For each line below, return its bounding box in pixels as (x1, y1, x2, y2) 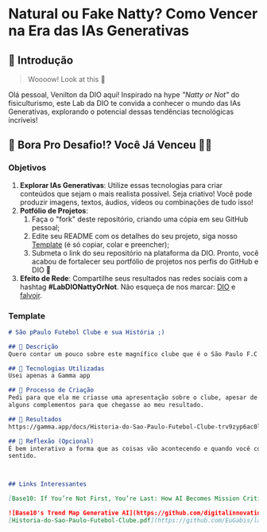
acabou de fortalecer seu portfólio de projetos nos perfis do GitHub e (31, 256, 259, 266)
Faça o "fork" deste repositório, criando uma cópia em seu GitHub (31, 214, 249, 224)
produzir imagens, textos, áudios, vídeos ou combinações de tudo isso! (19, 197, 254, 207)
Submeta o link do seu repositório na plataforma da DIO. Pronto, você (31, 248, 259, 257)
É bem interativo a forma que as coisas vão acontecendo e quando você (8, 444, 250, 452)
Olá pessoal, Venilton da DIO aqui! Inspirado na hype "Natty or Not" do (8, 90, 240, 100)
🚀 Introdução (8, 53, 74, 67)
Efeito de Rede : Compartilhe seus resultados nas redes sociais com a (19, 273, 248, 283)
